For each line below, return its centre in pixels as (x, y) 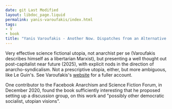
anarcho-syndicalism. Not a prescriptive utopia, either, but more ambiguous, (86, 69)
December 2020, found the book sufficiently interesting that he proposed (83, 90)
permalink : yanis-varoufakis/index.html (49, 19)
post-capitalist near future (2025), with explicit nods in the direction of (80, 64)
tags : (11, 24)
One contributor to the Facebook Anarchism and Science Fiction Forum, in (84, 84)
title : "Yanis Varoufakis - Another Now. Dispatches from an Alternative (86, 39)
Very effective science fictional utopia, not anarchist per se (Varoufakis (80, 53)
